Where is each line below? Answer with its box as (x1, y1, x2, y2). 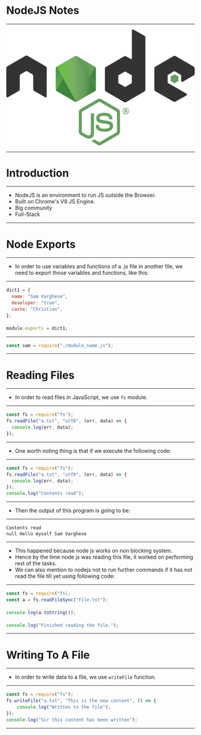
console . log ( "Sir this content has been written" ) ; (6, 716, 138, 723)
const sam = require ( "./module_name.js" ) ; (6, 343, 114, 349)
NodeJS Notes (6, 4, 80, 17)
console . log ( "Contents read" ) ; (6, 490, 84, 497)
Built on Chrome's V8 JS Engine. (14, 198, 96, 205)
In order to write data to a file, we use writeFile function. (14, 673, 157, 681)
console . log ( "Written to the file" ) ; (17, 704, 111, 710)
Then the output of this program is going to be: (14, 507, 130, 514)
